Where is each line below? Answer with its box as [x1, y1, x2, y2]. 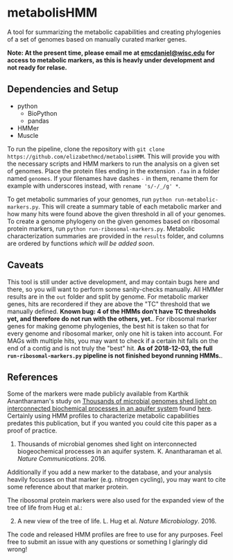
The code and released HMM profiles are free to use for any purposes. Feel [7, 530, 223, 539]
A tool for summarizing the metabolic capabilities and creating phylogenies [7, 28, 221, 36]
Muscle [17, 131, 39, 139]
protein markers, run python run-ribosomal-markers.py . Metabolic [7, 224, 196, 233]
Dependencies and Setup [7, 83, 119, 95]
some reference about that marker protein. [7, 483, 129, 491]
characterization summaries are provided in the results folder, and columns [7, 231, 224, 240]
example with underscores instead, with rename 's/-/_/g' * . [7, 182, 180, 190]
